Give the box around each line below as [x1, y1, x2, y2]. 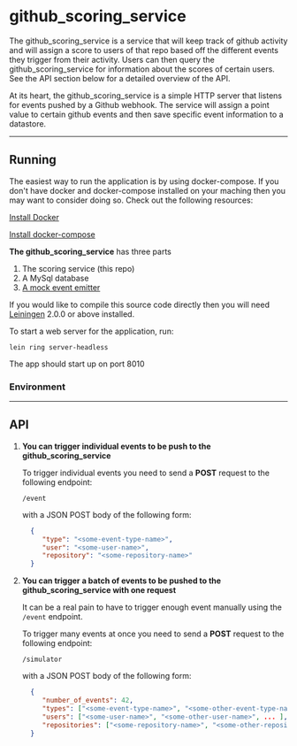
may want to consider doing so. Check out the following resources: [9, 195, 254, 205]
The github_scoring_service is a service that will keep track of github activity [9, 35, 288, 46]
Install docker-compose [9, 228, 95, 240]
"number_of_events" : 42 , [42, 696, 134, 705]
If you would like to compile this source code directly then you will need [9, 299, 270, 310]
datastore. [9, 118, 47, 129]
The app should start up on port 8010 [9, 358, 145, 369]
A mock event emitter [21, 281, 101, 293]
